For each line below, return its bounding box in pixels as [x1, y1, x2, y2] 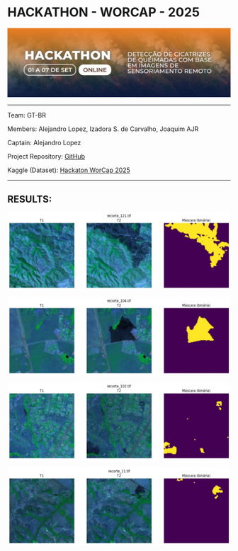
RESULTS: [7, 193, 52, 205]
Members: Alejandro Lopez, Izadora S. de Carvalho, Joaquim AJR [7, 125, 199, 133]
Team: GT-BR [7, 111, 46, 120]
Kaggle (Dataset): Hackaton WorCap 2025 [7, 166, 131, 174]
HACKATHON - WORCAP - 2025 [7, 4, 200, 21]
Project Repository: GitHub [7, 152, 85, 161]
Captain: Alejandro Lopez [7, 139, 81, 147]
